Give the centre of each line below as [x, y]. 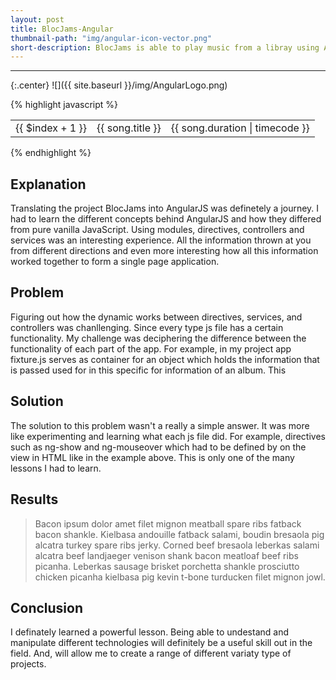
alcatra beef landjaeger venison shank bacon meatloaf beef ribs [166, 555]
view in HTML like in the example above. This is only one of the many [152, 457]
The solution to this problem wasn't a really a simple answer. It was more [160, 425]
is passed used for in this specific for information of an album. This [148, 370]
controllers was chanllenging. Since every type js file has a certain [147, 327]
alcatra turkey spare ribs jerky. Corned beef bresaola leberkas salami [177, 545]
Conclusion [47, 607]
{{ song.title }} [129, 128]
